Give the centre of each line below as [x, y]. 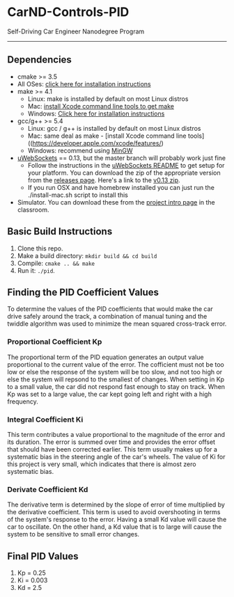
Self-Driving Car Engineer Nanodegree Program [76, 31]
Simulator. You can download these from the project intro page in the [116, 202]
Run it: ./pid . [36, 270]
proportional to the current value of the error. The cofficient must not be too [116, 364]
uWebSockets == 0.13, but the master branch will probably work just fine [122, 158]
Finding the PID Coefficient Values [83, 292]
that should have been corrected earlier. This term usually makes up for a [112, 449]
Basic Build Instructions [60, 231]
